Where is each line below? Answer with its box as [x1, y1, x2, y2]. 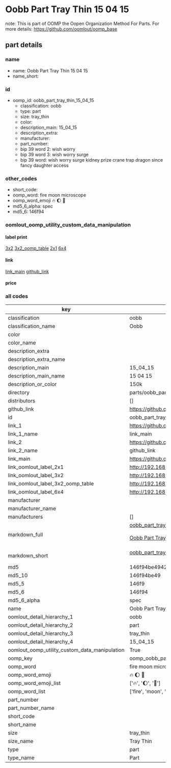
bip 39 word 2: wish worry [20, 146, 75, 152]
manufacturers [8, 514, 43, 521]
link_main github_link [5, 268, 49, 274]
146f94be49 [129, 572, 161, 579]
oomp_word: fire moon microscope [12, 192, 87, 198]
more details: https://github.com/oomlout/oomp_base [5, 25, 118, 32]
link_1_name [8, 430, 38, 438]
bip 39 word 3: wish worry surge [20, 151, 89, 158]
